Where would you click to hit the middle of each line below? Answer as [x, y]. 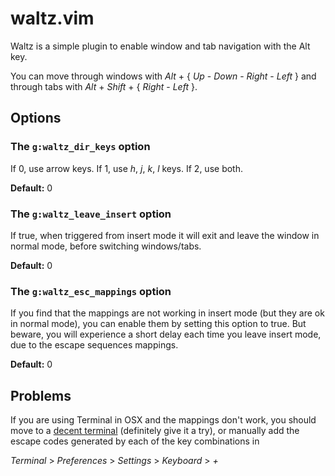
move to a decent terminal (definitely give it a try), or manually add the [155, 431]
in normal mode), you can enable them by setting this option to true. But [158, 324]
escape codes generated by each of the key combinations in [135, 441]
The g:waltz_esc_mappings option [91, 291]
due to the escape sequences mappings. [94, 345]
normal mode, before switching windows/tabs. [106, 246]
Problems [41, 395]
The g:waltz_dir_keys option [80, 147]
